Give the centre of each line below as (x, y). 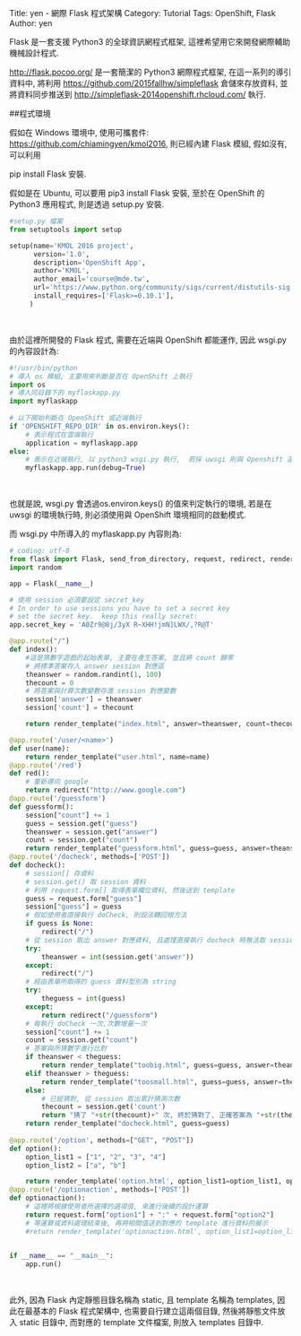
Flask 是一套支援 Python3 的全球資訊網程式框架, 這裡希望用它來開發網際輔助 (150, 42)
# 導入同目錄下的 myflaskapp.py (65, 393)
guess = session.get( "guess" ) (82, 823)
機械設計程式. (34, 53)
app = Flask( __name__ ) (52, 584)
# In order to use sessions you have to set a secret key (120, 608)
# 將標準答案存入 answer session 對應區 (95, 666)
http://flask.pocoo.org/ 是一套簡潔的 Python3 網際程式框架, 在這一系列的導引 (150, 72)
